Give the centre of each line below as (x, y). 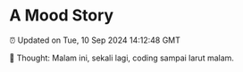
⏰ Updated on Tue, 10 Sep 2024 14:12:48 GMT (95, 40)
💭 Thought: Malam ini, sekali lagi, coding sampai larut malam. (122, 58)
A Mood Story (62, 16)
